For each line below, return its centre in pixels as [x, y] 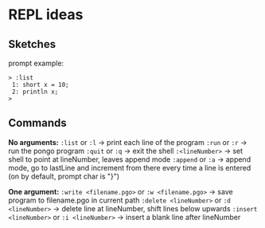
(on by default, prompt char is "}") [64, 176]
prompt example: [36, 63]
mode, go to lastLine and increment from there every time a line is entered [130, 167]
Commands [38, 123]
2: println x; [35, 92]
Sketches [32, 44]
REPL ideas [46, 15]
